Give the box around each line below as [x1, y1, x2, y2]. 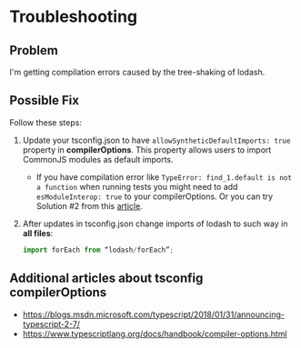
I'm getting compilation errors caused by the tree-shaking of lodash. [9, 66, 266, 77]
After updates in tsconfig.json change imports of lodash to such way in [22, 218, 288, 229]
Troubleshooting [9, 6, 138, 27]
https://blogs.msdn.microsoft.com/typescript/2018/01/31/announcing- [22, 309, 285, 320]
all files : [22, 227, 54, 238]
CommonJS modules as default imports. [22, 154, 175, 164]
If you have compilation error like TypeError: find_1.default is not [35, 171, 293, 183]
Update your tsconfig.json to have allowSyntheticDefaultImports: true [22, 134, 291, 145]
